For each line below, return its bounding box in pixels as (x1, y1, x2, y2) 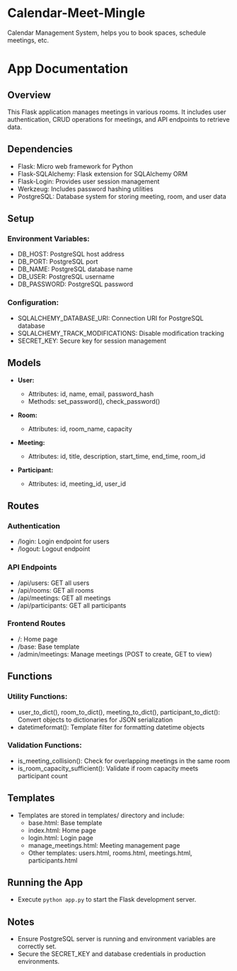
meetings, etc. (7, 35, 50, 44)
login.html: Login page (28, 834, 93, 842)
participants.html (28, 856, 78, 865)
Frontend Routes (7, 618, 66, 628)
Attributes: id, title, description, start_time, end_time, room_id (28, 452, 206, 460)
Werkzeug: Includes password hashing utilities (17, 184, 154, 193)
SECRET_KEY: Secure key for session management (17, 336, 166, 345)
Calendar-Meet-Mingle (7, 5, 146, 21)
